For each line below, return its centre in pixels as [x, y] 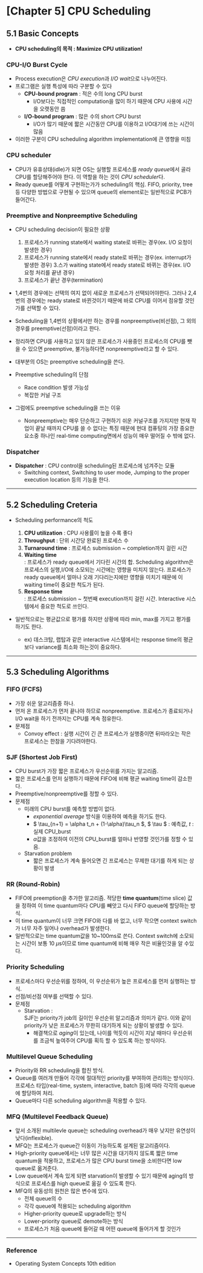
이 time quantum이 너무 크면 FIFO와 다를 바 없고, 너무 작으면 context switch [106, 921]
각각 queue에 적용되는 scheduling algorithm [77, 1206]
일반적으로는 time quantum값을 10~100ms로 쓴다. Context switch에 [96, 936]
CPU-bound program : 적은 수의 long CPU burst [83, 94]
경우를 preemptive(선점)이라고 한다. [58, 328]
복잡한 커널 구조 [43, 395]
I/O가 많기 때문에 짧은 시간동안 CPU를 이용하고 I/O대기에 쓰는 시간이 [114, 124]
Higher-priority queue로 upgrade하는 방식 [75, 1214]
